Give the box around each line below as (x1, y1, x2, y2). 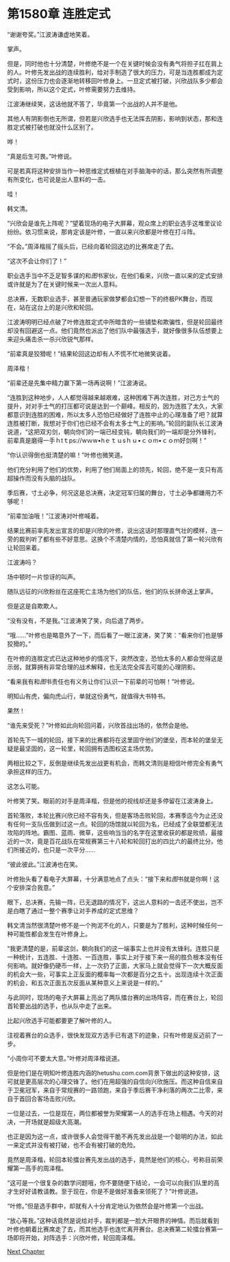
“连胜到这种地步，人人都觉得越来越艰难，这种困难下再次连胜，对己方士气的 (7, 393, 220, 402)
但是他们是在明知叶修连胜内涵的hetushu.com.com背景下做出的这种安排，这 (7, 1068, 220, 1077)
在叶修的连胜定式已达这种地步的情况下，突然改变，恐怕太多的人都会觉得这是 (7, 654, 223, 663)
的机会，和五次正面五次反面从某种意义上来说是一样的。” (7, 978, 163, 987)
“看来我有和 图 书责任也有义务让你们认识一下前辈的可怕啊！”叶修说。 (7, 677, 199, 685)
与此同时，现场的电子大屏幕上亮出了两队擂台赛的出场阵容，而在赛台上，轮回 (7, 993, 223, 1001)
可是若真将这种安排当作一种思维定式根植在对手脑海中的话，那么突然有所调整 (7, 166, 223, 175)
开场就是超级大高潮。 (25, 1117, 86, 1126)
